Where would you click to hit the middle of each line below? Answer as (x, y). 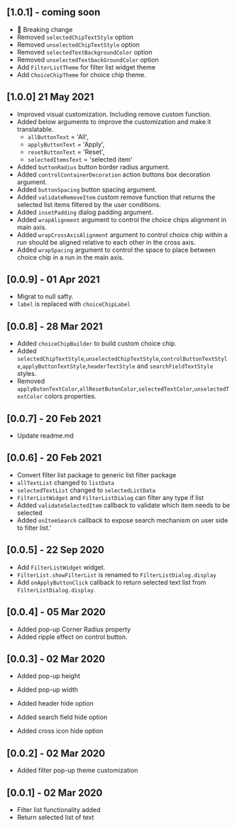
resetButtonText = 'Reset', (66, 152)
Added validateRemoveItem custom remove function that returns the (116, 197)
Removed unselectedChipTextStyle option (78, 44)
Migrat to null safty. (45, 296)
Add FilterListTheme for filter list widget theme (86, 67)
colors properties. (70, 396)
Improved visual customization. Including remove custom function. (114, 114)
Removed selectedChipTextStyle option (75, 37)
